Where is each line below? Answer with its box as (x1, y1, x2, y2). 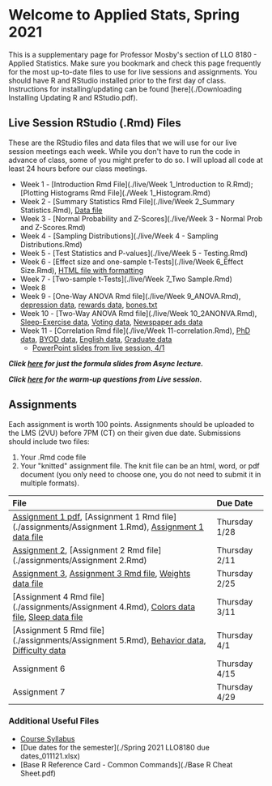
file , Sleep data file (12, 611, 83, 622)
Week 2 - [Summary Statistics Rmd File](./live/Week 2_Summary (19, 196, 235, 206)
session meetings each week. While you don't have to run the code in (8, 146, 240, 156)
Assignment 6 (12, 663, 66, 674)
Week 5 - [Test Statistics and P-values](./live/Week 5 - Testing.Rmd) (19, 248, 249, 258)
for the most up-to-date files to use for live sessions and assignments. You (8, 66, 257, 76)
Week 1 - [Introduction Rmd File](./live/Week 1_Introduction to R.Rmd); (19, 179, 253, 189)
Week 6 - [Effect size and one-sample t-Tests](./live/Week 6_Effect (19, 257, 244, 267)
